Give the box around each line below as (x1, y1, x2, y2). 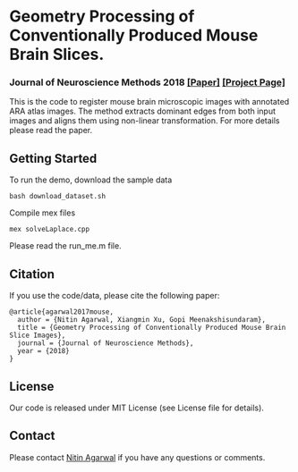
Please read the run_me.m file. (9, 240, 123, 251)
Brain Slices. (9, 45, 105, 64)
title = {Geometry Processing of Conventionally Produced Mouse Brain (17, 324, 286, 333)
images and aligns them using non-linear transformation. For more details (9, 115, 280, 126)
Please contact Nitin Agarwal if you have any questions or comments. (9, 451, 266, 462)
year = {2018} (17, 347, 70, 356)
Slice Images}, (9, 331, 66, 341)
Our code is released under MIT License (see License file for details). (9, 402, 264, 413)
